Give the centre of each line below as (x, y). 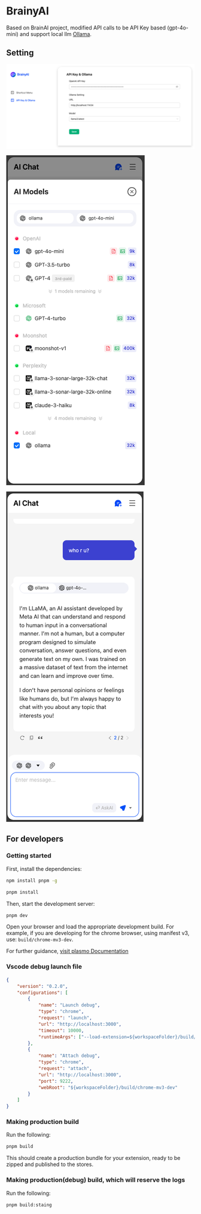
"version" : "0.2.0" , (42, 986)
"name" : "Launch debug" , (69, 1005)
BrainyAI (28, 11)
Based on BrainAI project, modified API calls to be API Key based (86, 28)
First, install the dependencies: (44, 869)
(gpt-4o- (178, 28)
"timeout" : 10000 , (61, 1030)
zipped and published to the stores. (50, 1164)
